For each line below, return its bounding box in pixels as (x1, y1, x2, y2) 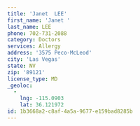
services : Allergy (7, 43, 61, 50)
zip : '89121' (7, 69, 45, 76)
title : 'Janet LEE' (7, 10, 68, 17)
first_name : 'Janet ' (7, 17, 71, 24)
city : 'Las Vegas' (7, 56, 61, 63)
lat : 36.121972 (20, 101, 64, 108)
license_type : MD (7, 75, 58, 83)
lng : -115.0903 (20, 95, 64, 102)
